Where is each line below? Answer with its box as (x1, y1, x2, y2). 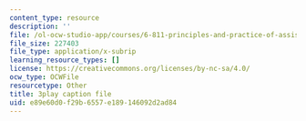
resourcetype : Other (9, 81, 88, 90)
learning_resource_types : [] (9, 55, 120, 65)
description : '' (9, 22, 71, 31)
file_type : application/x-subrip (9, 47, 137, 56)
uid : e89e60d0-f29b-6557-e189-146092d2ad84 (9, 97, 178, 107)
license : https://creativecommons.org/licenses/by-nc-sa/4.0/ (9, 65, 250, 74)
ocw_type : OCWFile (9, 73, 79, 82)
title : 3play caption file (9, 89, 112, 98)
